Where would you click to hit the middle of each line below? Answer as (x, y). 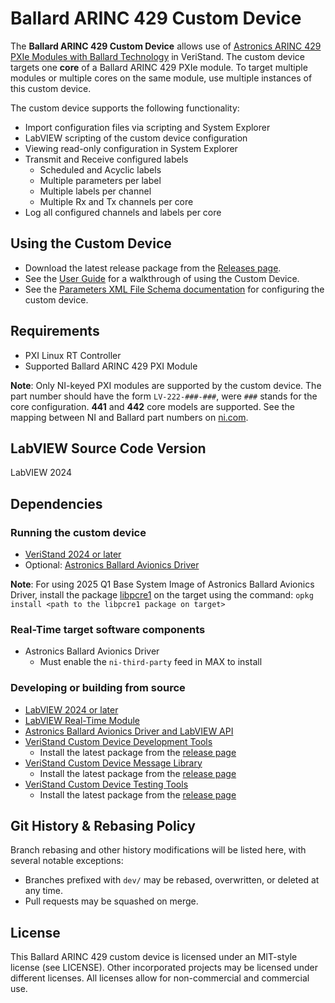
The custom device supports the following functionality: (125, 108)
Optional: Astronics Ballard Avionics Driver (112, 565)
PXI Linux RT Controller (73, 355)
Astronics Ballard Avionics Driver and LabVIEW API (129, 731)
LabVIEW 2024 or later (71, 709)
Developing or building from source (98, 688)
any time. (43, 891)
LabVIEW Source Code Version (108, 448)
